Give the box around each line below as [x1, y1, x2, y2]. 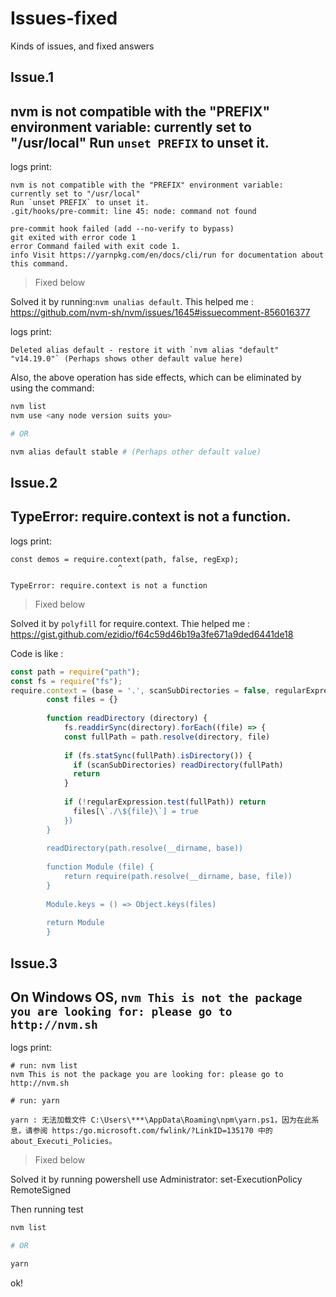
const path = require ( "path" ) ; [10, 667, 141, 677]
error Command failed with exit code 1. [10, 242, 182, 252]
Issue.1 [10, 69, 55, 86]
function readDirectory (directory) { [46, 713, 208, 724]
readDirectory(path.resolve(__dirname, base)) [46, 843, 244, 854]
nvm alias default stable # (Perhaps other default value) [10, 447, 262, 457]
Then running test [10, 1203, 84, 1216]
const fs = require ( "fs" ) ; [10, 676, 123, 686]
